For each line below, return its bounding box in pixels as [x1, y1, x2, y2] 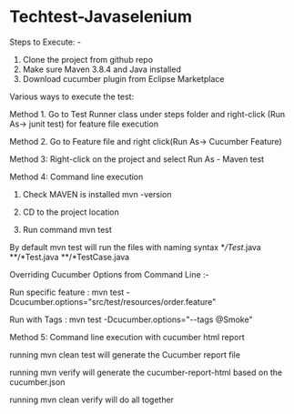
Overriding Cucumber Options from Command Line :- [9, 268, 209, 279]
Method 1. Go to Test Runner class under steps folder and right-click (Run [9, 108, 285, 119]
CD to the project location [22, 207, 120, 217]
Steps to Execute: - [9, 36, 82, 47]
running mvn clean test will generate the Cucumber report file [9, 348, 241, 360]
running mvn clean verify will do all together [9, 394, 175, 405]
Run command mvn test [22, 224, 112, 235]
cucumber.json [9, 376, 66, 388]
